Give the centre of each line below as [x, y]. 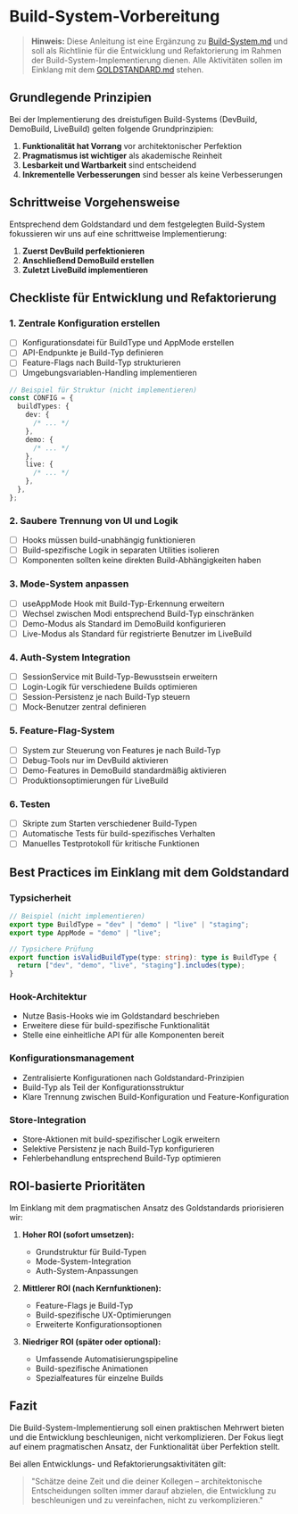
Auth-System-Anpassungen [87, 1270]
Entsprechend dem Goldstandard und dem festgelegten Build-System [137, 224]
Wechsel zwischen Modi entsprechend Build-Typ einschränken [138, 613]
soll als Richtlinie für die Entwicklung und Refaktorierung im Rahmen [156, 50]
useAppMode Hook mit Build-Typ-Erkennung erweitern [123, 603]
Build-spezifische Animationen [92, 1368]
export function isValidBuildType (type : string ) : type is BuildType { [143, 957]
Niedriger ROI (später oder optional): [91, 1342]
